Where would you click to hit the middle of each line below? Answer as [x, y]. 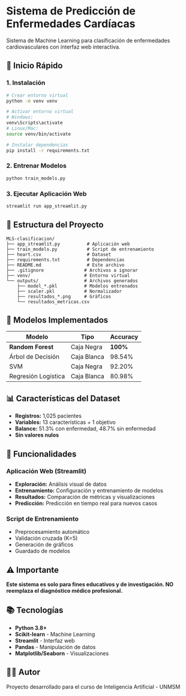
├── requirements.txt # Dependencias [65, 259]
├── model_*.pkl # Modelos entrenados [77, 286]
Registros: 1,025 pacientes [48, 416]
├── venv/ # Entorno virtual [68, 275]
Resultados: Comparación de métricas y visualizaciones [85, 497]
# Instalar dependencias [37, 145]
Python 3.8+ [31, 628]
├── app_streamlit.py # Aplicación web [68, 244]
